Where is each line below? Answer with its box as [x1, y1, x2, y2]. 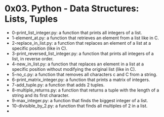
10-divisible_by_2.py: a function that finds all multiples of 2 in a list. [11, 103, 148, 109]
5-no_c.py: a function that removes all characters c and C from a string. [11, 71, 158, 77]
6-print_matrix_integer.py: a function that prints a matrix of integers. [11, 77, 150, 83]
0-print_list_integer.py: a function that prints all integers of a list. [11, 29, 142, 35]
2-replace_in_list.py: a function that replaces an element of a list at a [11, 40, 151, 46]
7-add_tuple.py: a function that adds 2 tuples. [11, 82, 105, 88]
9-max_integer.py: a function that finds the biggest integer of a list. [11, 97, 148, 103]
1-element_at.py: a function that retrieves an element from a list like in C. [11, 35, 159, 41]
